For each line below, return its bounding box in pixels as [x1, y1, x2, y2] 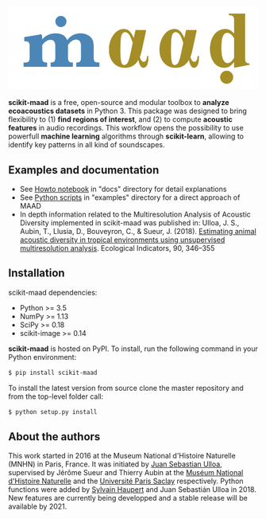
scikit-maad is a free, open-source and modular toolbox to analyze [8, 98, 229, 107]
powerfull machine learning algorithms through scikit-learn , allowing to [8, 131, 245, 141]
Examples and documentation [8, 163, 160, 177]
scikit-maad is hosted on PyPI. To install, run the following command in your [8, 344, 258, 353]
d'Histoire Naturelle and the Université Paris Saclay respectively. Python [8, 476, 244, 486]
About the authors [8, 430, 101, 443]
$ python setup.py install [8, 408, 98, 416]
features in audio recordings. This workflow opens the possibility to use [8, 123, 244, 133]
